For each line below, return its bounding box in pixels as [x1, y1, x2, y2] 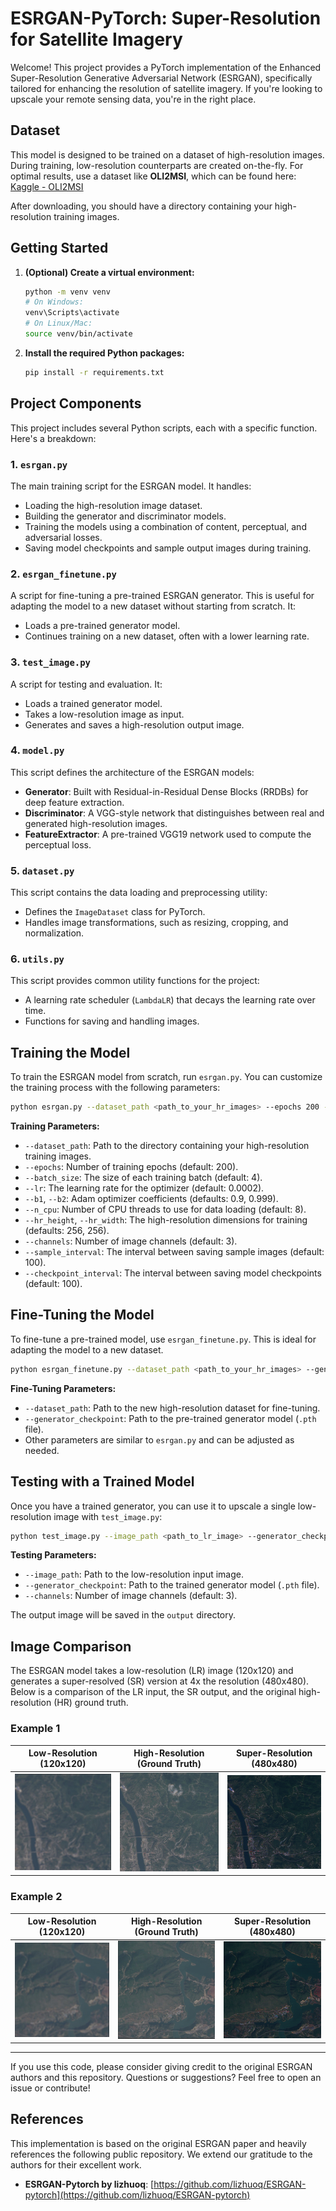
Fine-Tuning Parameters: [10, 1382, 117, 1394]
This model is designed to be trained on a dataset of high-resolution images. [10, 148, 325, 161]
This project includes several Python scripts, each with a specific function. [10, 422, 318, 434]
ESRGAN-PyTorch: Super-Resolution [10, 7, 322, 30]
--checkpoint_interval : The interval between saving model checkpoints [24, 1267, 322, 1279]
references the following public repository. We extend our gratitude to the [10, 2148, 313, 2160]
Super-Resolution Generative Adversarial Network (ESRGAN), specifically [10, 72, 313, 84]
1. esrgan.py [10, 457, 68, 471]
